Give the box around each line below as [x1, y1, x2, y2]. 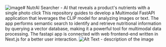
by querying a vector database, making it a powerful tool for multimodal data [5, 26, 162, 32]
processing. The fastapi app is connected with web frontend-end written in [5, 31, 159, 37]
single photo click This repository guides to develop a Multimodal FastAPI [5, 10, 155, 16]
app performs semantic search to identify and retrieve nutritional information [5, 20, 162, 26]
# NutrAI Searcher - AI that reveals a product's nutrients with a [22, 5, 150, 10]
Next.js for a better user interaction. [5, 36, 78, 42]
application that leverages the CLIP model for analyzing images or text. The [5, 15, 159, 21]
